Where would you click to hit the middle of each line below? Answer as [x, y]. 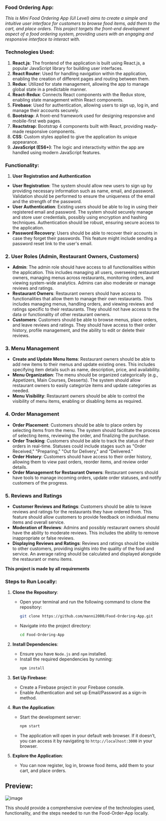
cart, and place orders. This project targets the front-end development [77, 29]
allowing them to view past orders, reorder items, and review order [80, 462]
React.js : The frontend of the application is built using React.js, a [79, 63]
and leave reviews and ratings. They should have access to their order [84, 325]
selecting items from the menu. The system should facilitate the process [86, 430]
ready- [151, 126]
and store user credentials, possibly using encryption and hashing [80, 217]
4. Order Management [32, 414]
